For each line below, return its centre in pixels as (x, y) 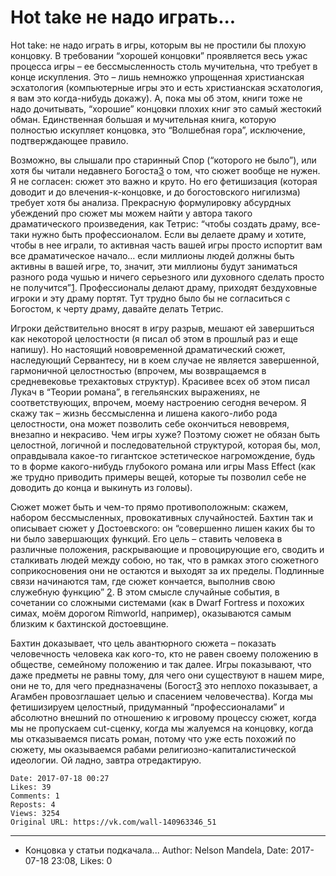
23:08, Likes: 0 (82, 860)
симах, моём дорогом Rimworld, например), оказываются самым (151, 613)
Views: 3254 (35, 813)
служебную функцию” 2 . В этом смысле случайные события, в (145, 592)
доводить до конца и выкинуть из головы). (101, 487)
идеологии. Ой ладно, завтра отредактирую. (106, 760)
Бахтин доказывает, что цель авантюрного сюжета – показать (143, 643)
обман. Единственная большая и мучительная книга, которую (143, 119)
